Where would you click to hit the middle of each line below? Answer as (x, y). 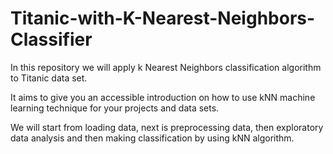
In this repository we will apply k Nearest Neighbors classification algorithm (166, 67)
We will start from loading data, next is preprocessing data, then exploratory (167, 127)
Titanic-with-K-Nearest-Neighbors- (163, 18)
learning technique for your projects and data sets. (115, 108)
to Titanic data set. (49, 78)
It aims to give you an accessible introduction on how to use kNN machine (163, 97)
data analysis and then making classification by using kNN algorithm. (152, 138)
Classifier (51, 39)
